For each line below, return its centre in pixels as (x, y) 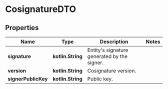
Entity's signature (108, 50)
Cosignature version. (112, 71)
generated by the (107, 56)
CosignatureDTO (41, 9)
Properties (22, 28)
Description (114, 42)
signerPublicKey (28, 79)
